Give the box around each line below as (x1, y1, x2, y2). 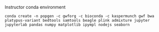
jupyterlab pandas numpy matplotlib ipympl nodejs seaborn (4, 22, 130, 27)
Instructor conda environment (4, 4, 66, 10)
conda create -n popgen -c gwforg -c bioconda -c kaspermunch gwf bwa (4, 14, 155, 19)
